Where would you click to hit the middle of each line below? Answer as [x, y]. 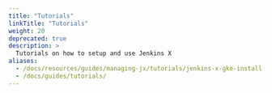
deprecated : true [38, 38]
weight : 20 [27, 31]
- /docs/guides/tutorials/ [61, 76]
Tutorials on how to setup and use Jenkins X [94, 53]
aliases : [23, 61]
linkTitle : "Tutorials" [49, 23]
